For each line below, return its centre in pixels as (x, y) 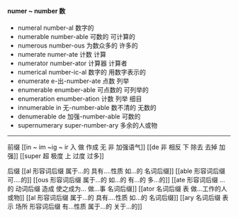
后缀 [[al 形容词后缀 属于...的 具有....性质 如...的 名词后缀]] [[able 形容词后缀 (116, 171)
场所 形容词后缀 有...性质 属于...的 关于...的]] (79, 206)
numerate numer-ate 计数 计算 (62, 55)
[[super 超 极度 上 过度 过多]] (62, 156)
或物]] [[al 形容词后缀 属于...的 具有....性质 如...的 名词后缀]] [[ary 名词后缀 (114, 198)
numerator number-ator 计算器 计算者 (72, 63)
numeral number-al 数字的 (56, 28)
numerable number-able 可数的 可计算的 (76, 37)
